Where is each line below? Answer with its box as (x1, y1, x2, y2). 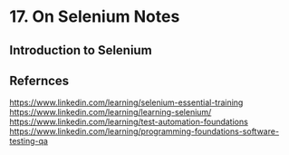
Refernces (9, 73, 70, 88)
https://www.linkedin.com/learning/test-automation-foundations (9, 116, 249, 128)
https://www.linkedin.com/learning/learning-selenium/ (9, 107, 212, 118)
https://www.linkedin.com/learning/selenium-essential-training (9, 97, 244, 108)
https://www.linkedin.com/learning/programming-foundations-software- (9, 126, 279, 137)
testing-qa (9, 136, 48, 147)
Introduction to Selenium (9, 43, 152, 58)
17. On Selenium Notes (9, 6, 180, 27)
